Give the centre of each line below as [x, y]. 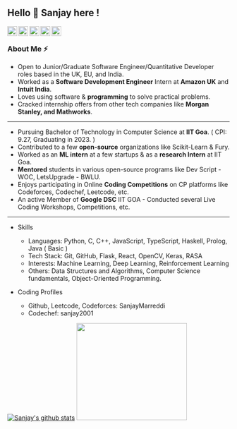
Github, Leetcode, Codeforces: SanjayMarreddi [97, 306]
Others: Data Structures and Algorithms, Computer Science [114, 271]
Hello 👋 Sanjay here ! [54, 13]
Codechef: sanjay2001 [61, 313]
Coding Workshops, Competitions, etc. [74, 207]
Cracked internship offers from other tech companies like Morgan [113, 104]
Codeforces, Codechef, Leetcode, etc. [73, 192]
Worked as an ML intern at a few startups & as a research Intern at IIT [120, 155]
